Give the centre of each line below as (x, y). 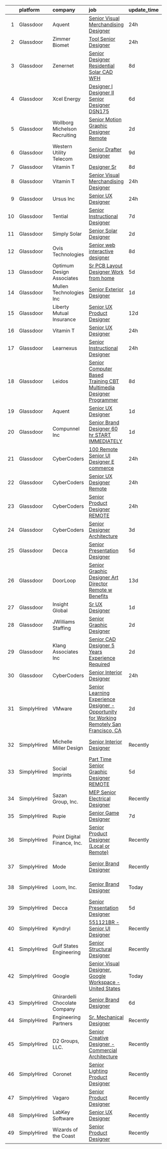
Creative (99, 1038)
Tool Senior (102, 39)
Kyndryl (61, 928)
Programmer (103, 400)
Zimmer (61, 39)
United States (105, 988)
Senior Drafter (105, 149)
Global (60, 610)
